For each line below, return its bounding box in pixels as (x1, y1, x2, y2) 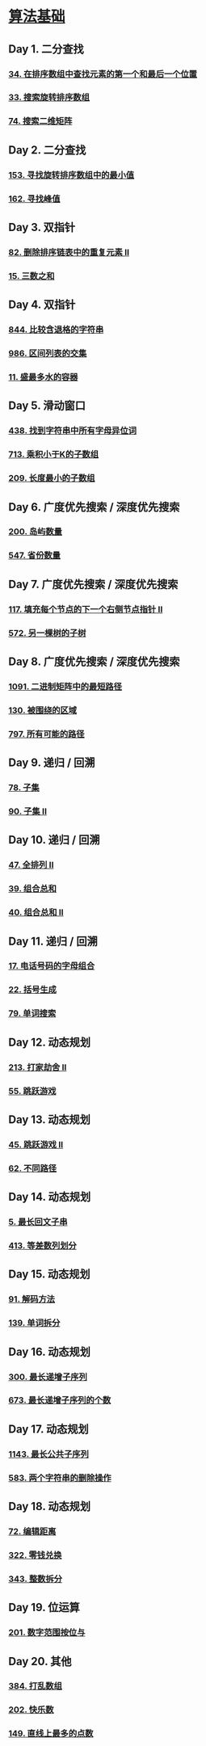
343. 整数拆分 (8, 1573, 63, 1584)
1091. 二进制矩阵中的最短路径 (8, 680, 123, 692)
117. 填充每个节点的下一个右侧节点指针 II (8, 604, 163, 615)
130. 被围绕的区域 (8, 705, 78, 716)
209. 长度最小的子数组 (8, 473, 95, 484)
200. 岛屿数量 (8, 526, 63, 537)
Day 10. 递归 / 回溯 (8, 833, 100, 847)
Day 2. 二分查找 (8, 143, 86, 157)
